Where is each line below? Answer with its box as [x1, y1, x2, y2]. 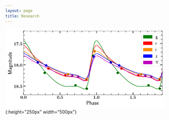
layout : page [5, 8, 33, 13]
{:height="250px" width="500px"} [5, 109, 77, 115]
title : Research [5, 13, 39, 19]
